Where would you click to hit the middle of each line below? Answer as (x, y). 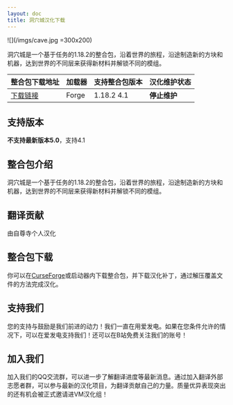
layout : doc (24, 14)
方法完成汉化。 (41, 284)
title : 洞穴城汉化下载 (36, 20)
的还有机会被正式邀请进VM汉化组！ (58, 395)
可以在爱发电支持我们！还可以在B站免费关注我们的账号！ (106, 335)
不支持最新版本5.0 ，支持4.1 (46, 141)
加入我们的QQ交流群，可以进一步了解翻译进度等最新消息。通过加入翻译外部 (115, 377)
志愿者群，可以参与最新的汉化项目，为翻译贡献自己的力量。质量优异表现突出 (116, 386)
